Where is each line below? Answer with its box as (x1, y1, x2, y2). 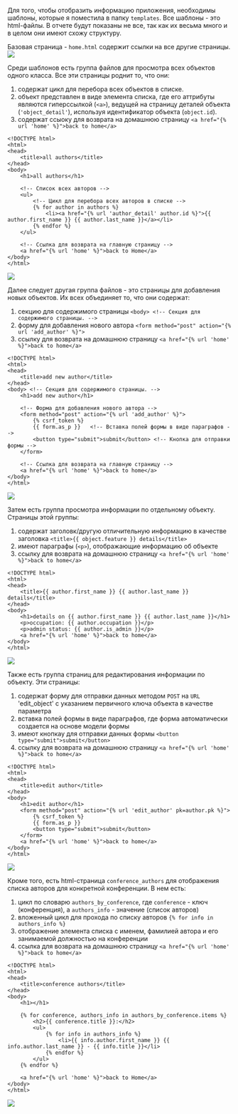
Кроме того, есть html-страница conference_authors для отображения (7, 877, 220, 885)
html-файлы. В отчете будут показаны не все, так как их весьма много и (7, 21, 228, 29)
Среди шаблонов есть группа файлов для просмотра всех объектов (7, 63, 215, 72)
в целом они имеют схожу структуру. (7, 29, 122, 37)
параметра (17, 707, 52, 715)
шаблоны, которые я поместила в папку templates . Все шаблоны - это (7, 14, 221, 22)
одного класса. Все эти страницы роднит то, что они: (7, 71, 170, 79)
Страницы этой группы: (7, 513, 80, 521)
